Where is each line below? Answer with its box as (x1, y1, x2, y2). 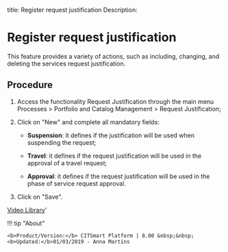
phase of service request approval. (27, 179, 127, 187)
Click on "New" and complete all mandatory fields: (16, 117, 160, 126)
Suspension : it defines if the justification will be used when (27, 131, 195, 139)
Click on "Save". (16, 193, 63, 201)
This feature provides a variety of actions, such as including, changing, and (7, 52, 220, 60)
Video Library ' (7, 206, 47, 214)
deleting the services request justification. (7, 59, 126, 68)
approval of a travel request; (27, 158, 107, 167)
